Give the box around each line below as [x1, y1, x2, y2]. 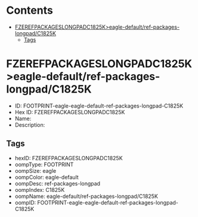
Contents [6, 4, 54, 17]
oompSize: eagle [14, 167, 57, 174]
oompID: [14, 198, 36, 206]
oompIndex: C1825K [14, 186, 65, 193]
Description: [14, 121, 45, 129]
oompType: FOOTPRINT [14, 161, 74, 168]
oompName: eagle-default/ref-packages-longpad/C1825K [14, 192, 158, 200]
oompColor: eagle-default [14, 173, 79, 181]
